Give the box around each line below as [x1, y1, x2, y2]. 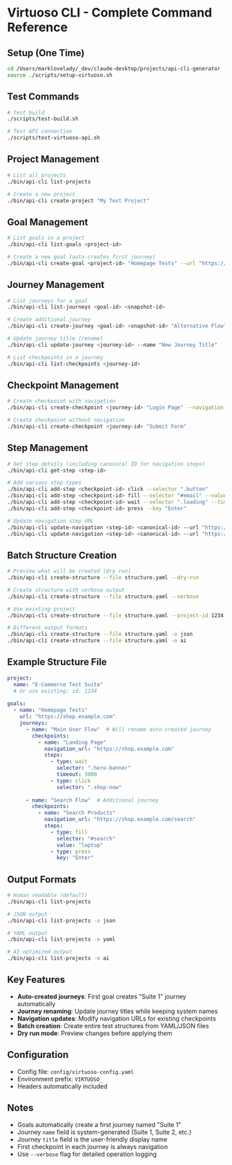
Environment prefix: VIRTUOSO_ [17, 1075, 103, 1083]
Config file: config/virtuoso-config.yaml [17, 1067, 135, 1075]
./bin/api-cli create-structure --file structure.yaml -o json [7, 630, 193, 638]
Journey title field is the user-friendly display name [17, 1135, 168, 1144]
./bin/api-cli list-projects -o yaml [7, 936, 116, 943]
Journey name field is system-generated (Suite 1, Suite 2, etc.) [17, 1128, 192, 1136]
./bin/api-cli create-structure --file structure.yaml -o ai [7, 637, 187, 644]
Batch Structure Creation [7, 549, 117, 561]
